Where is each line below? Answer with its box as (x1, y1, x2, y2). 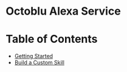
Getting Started (14, 52, 53, 60)
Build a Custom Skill (14, 59, 65, 67)
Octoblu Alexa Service (5, 4, 121, 18)
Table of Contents (5, 32, 98, 46)
